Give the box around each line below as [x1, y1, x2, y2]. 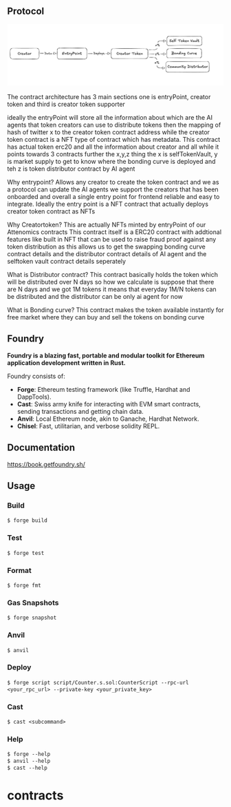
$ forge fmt [7, 582, 41, 589]
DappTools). [16, 392, 52, 401]
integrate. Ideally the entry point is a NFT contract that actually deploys [7, 200, 208, 209]
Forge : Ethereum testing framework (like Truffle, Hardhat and [16, 385, 190, 393]
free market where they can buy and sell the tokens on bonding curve [7, 313, 205, 322]
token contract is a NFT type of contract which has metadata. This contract [7, 136, 221, 144]
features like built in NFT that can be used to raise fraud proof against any [7, 235, 217, 244]
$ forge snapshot [7, 614, 57, 622]
